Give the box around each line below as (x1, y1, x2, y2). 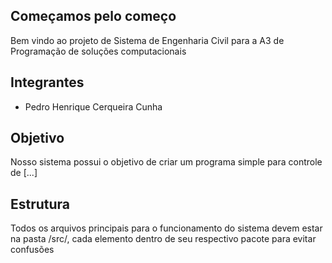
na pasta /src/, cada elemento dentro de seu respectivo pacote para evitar (10, 233, 317, 245)
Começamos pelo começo (10, 8, 177, 25)
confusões (10, 244, 55, 256)
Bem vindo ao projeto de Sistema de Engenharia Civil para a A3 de (10, 34, 285, 46)
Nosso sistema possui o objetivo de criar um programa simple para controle (10, 156, 323, 168)
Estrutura (10, 195, 71, 213)
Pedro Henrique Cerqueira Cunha (24, 100, 163, 113)
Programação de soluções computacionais (10, 45, 187, 57)
